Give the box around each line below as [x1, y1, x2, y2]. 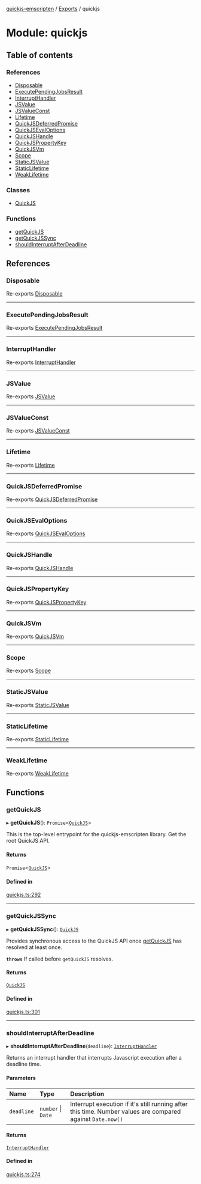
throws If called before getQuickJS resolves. [6, 955, 114, 962]
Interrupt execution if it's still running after [69, 1099, 188, 1108]
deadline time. [6, 1060, 41, 1068]
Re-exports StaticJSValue [6, 701, 70, 708]
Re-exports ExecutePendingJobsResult [6, 324, 103, 332]
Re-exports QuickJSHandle [6, 564, 74, 571]
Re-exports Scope [6, 667, 51, 675]
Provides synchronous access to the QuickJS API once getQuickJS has [6, 937, 182, 944]
